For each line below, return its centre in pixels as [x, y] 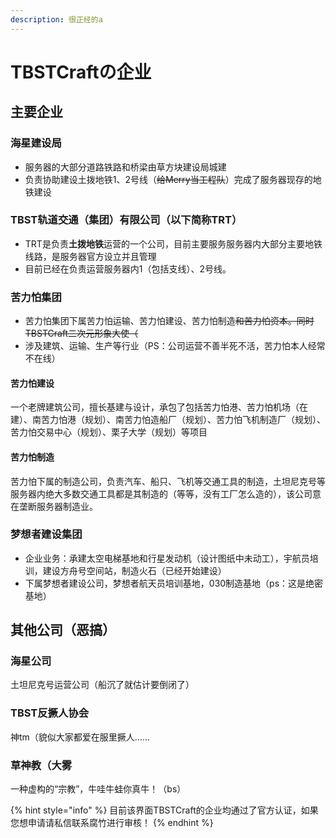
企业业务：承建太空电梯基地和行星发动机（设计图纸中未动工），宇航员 [167, 558]
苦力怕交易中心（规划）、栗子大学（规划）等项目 [109, 432]
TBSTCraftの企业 [81, 72]
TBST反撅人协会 [50, 713]
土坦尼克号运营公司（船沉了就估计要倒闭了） [102, 685]
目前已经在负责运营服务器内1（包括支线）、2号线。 [128, 268]
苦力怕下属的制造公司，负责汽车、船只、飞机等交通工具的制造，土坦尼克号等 [168, 481]
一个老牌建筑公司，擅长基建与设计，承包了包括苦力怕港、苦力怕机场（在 [159, 407]
